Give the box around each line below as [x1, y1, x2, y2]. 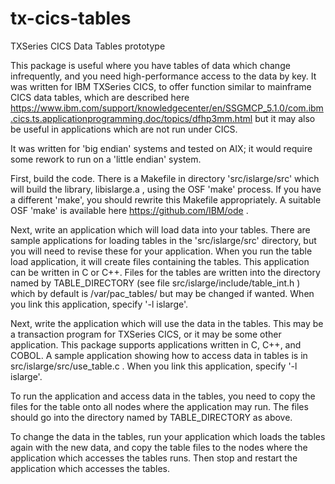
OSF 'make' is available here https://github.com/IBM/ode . [10, 204, 249, 216]
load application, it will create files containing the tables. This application [10, 255, 310, 267]
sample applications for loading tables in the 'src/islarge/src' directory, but [10, 234, 317, 246]
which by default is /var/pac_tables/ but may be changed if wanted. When [10, 287, 315, 299]
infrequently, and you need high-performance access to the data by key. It [10, 70, 317, 82]
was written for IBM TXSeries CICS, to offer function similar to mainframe [10, 80, 312, 92]
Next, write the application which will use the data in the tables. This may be [10, 317, 324, 329]
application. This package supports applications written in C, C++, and [10, 338, 302, 351]
